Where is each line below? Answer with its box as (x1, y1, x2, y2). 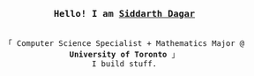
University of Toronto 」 (69, 49, 180, 60)
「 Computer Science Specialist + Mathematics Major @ (4, 39, 245, 49)
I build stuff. (91, 59, 157, 69)
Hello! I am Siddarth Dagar (53, 8, 196, 19)
